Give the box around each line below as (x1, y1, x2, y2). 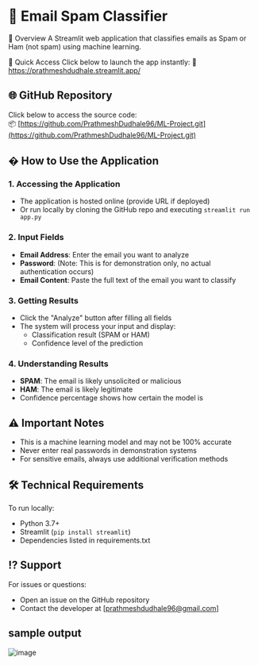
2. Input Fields (8, 232, 64, 243)
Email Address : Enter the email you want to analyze (19, 249, 189, 259)
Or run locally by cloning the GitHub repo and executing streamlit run (19, 205, 251, 215)
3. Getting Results (8, 295, 79, 306)
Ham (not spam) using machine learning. (8, 41, 141, 51)
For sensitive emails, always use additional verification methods (19, 454, 229, 464)
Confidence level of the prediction (31, 338, 144, 348)
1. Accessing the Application (8, 179, 121, 190)
